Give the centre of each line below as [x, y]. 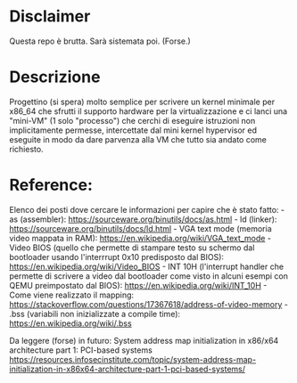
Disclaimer [50, 16]
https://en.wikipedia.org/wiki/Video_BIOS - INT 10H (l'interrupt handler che [146, 266]
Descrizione [55, 77]
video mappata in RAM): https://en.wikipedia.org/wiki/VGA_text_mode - [140, 238]
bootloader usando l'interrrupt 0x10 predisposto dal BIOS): [117, 257]
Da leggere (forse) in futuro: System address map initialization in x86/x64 [144, 340]
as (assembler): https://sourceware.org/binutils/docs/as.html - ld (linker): [143, 219]
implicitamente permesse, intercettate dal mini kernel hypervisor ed [133, 130]
